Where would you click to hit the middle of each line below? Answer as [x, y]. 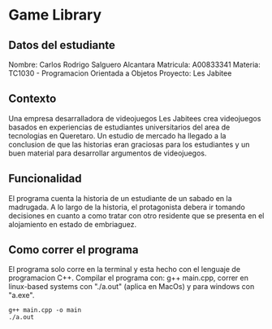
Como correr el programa [73, 250]
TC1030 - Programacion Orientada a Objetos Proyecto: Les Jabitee [120, 73]
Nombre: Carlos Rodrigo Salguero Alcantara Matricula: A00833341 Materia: [135, 64]
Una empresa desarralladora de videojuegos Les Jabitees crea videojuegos [135, 118]
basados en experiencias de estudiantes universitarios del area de [119, 127]
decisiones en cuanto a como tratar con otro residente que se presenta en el [136, 215]
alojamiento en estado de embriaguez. [73, 224]
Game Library [55, 15]
